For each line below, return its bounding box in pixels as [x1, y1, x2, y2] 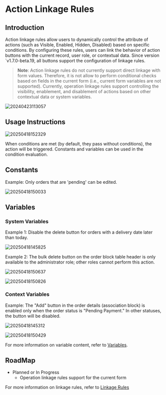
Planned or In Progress [12, 370, 60, 376]
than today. [5, 235, 28, 241]
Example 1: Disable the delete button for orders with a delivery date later [5, 229, 153, 235]
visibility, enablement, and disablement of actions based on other [17, 89, 151, 94]
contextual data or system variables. [17, 94, 92, 100]
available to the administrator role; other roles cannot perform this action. [5, 259, 155, 265]
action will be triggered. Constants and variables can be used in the [5, 146, 144, 152]
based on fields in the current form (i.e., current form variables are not [17, 78, 162, 84]
